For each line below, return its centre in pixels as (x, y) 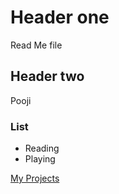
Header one (60, 17)
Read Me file (36, 45)
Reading (42, 148)
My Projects (35, 178)
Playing (40, 159)
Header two (47, 76)
